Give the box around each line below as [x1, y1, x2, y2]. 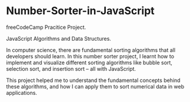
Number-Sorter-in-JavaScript [6, 4, 155, 18]
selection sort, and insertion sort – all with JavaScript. [6, 65, 136, 72]
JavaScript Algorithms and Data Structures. [6, 35, 112, 42]
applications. [6, 89, 37, 96]
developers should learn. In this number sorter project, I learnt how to [6, 52, 175, 60]
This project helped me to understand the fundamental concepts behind [6, 77, 181, 84]
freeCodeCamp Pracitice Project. [6, 24, 86, 31]
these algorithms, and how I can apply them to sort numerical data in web [6, 83, 184, 90]
